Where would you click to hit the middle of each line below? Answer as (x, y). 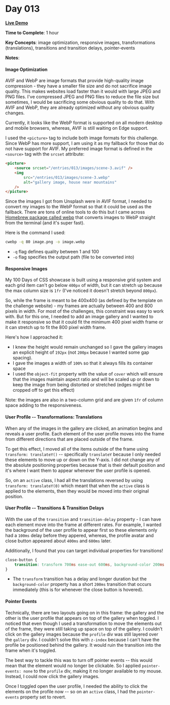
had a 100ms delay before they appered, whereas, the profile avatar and (79, 535)
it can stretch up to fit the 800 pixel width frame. (56, 327)
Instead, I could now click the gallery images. (53, 676)
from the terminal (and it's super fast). (45, 223)
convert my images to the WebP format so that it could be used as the (78, 207)
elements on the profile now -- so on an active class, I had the (71, 691)
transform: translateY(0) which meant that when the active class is (77, 486)
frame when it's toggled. (31, 650)
